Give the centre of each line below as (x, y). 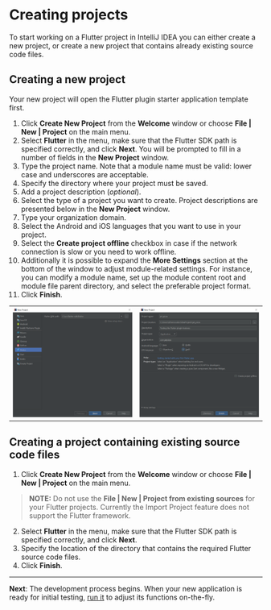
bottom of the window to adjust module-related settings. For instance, (136, 268)
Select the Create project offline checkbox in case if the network (129, 243)
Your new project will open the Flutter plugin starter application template (129, 99)
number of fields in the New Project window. (95, 157)
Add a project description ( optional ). (81, 192)
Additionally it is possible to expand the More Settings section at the (134, 260)
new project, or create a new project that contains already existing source (131, 45)
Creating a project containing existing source (125, 442)
